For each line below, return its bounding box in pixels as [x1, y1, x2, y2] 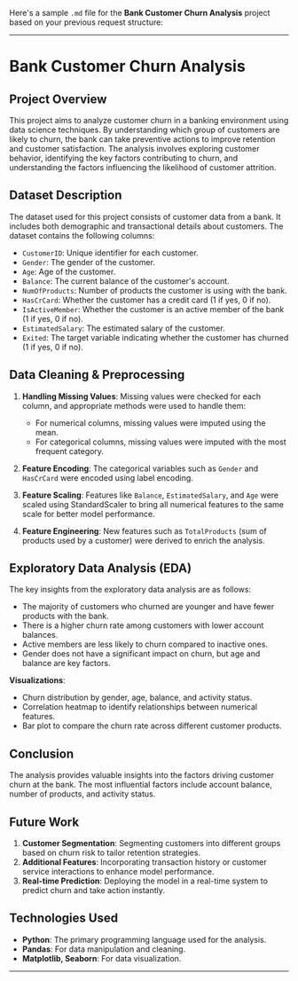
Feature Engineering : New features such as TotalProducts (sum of [21, 525, 268, 536]
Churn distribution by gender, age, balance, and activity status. [21, 692, 253, 703]
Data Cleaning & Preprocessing [9, 367, 185, 382]
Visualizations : [9, 675, 66, 686]
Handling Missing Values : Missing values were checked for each [21, 390, 262, 402]
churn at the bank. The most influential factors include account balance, [9, 780, 273, 790]
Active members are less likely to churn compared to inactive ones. [21, 639, 269, 650]
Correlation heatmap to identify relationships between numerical [21, 702, 258, 712]
